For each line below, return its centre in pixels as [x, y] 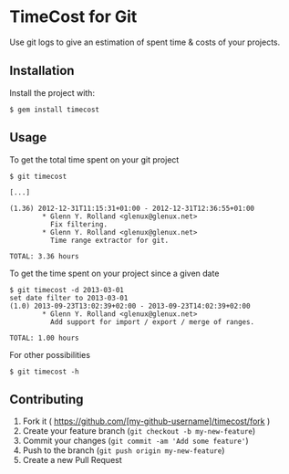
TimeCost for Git [73, 17]
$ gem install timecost [55, 110]
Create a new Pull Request [72, 460]
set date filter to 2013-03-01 [69, 298]
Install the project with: [52, 92]
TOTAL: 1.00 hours [44, 338]
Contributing [46, 399]
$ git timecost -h [44, 372]
